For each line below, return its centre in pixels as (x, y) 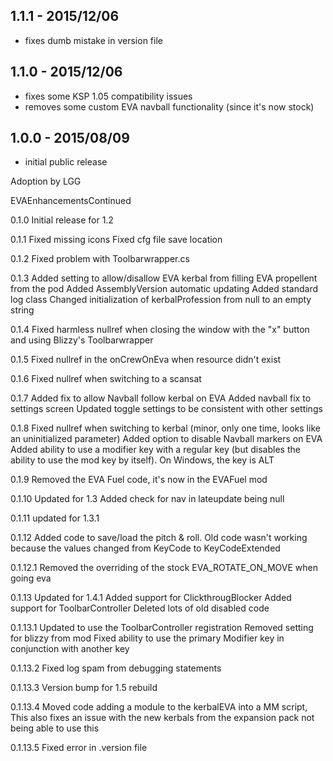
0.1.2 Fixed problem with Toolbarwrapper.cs (100, 259)
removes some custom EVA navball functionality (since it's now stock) (169, 106)
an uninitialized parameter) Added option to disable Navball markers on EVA (166, 439)
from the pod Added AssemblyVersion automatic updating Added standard (164, 289)
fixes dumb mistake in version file (93, 40)
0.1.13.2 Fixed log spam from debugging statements (116, 668)
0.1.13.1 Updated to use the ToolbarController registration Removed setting (162, 628)
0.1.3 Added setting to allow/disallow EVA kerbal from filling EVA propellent (164, 278)
